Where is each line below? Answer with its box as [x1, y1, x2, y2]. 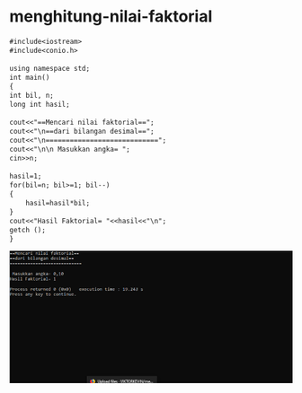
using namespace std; [9, 64, 91, 73]
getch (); [9, 225, 47, 234]
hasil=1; [9, 171, 42, 180]
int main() [9, 73, 50, 82]
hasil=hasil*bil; [25, 198, 91, 207]
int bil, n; [9, 91, 54, 100]
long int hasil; [9, 100, 70, 109]
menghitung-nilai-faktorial [9, 6, 213, 27]
